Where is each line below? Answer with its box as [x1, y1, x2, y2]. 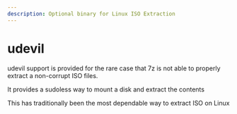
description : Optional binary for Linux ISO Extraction [7, 10, 175, 18]
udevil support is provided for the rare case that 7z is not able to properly [7, 64, 221, 72]
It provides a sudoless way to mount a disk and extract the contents [7, 85, 205, 94]
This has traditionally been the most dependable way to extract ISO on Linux [7, 99, 230, 107]
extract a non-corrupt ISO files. [7, 71, 98, 80]
